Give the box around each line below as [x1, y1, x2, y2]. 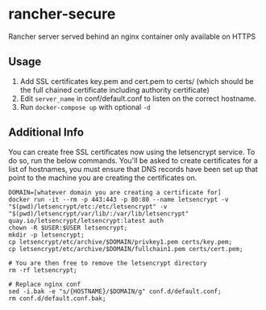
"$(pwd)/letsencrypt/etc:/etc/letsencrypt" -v [8, 203, 168, 211]
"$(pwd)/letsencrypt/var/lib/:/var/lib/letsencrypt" [8, 209, 189, 218]
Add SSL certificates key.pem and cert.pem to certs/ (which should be [19, 76, 254, 86]
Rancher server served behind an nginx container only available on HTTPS [8, 31, 256, 41]
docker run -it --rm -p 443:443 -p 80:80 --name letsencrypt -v [8, 195, 229, 203]
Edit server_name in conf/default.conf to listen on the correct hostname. [19, 94, 256, 103]
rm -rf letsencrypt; [8, 266, 78, 274]
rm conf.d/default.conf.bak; [8, 294, 106, 303]
